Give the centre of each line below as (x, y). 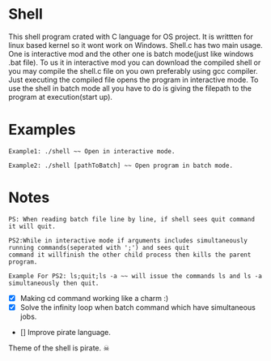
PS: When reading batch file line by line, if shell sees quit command (131, 219)
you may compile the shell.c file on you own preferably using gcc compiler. (133, 71)
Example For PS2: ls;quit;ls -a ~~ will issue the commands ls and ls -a (135, 276)
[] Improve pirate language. (66, 332)
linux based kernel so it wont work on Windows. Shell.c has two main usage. (135, 45)
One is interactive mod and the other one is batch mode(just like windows (131, 54)
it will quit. (32, 226)
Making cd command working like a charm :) (94, 298)
